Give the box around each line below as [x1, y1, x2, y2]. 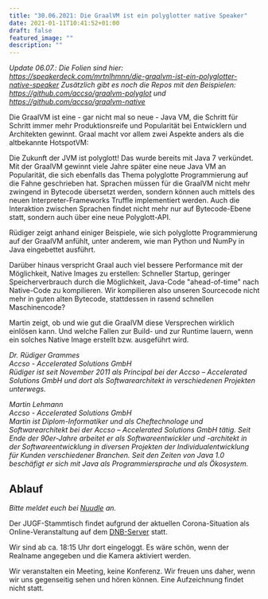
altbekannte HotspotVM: [9, 138, 89, 147]
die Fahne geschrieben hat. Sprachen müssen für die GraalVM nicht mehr [9, 178, 251, 188]
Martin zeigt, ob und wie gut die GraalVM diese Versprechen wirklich [9, 318, 235, 327]
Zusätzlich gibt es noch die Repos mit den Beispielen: [60, 80, 237, 90]
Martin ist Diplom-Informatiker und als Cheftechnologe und [9, 417, 204, 426]
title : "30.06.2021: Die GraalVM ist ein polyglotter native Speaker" [9, 11, 248, 20]
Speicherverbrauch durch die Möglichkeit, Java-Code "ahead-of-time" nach [9, 277, 259, 287]
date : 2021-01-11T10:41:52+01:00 [9, 19, 120, 27]
